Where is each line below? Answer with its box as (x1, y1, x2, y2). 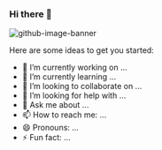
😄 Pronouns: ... (21, 123, 80, 133)
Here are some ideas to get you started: (9, 45, 155, 56)
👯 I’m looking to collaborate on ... (21, 81, 143, 92)
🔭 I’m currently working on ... (21, 62, 127, 73)
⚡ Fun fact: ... (21, 132, 71, 143)
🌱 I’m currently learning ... (21, 71, 117, 82)
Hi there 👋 (9, 8, 53, 20)
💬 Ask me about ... (21, 100, 89, 110)
